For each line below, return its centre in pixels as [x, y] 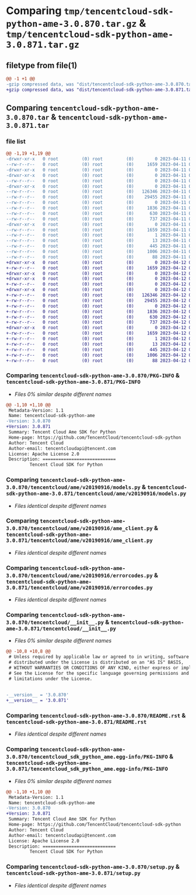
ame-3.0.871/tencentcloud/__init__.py [61, 629]
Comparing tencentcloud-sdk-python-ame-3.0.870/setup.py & [93, 867]
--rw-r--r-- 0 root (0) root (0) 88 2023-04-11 [96, 257]
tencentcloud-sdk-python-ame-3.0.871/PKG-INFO [73, 382]
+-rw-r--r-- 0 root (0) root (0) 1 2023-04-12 [96, 339]
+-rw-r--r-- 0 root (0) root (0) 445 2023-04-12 [96, 350]
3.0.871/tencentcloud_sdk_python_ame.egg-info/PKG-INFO [87, 769]
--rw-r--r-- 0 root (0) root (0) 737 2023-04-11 [96, 219]
